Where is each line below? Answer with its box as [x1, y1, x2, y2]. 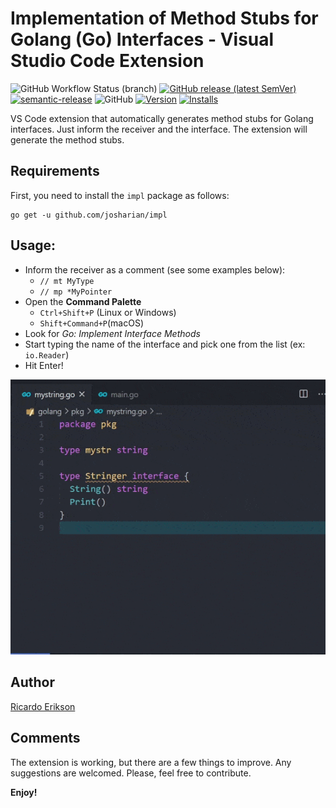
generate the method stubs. [10, 133, 125, 146]
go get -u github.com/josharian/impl [10, 210, 168, 220]
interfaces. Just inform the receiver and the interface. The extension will [10, 123, 308, 135]
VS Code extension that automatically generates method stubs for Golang [10, 112, 314, 124]
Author [10, 674, 55, 691]
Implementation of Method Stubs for [10, 7, 319, 30]
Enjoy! [10, 786, 38, 798]
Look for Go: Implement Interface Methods [24, 327, 201, 339]
